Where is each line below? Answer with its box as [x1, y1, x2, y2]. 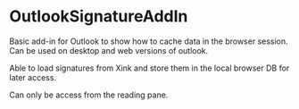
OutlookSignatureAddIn [9, 6, 188, 27]
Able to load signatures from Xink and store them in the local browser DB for [9, 63, 290, 73]
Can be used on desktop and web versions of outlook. [9, 45, 209, 55]
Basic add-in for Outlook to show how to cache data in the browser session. [9, 36, 288, 46]
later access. [9, 71, 56, 82]
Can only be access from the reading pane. [9, 89, 169, 100]
